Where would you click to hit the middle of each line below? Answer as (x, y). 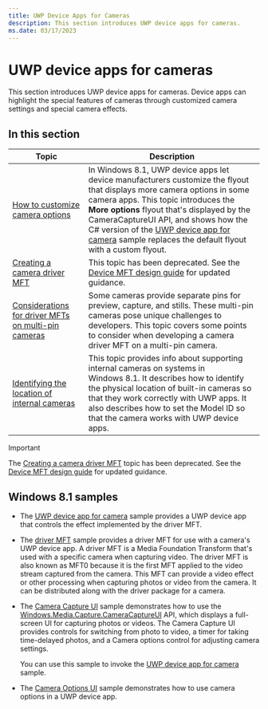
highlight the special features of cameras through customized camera (123, 100)
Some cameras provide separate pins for (164, 296)
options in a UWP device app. (69, 696)
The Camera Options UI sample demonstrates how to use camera (127, 687)
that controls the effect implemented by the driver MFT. (111, 524)
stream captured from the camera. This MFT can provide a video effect (136, 573)
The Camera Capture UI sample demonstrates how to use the (120, 606)
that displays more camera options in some (169, 190)
